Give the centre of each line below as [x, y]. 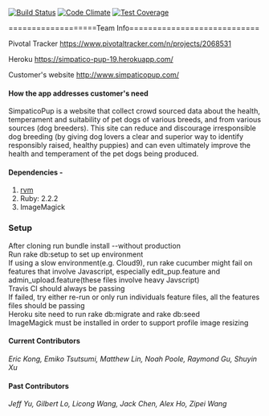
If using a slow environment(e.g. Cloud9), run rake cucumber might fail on [130, 262]
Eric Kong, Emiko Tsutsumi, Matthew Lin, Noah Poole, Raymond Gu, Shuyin [133, 359]
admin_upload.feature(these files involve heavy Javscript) [104, 280]
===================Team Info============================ [134, 28]
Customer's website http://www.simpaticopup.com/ [94, 75]
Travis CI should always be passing [67, 288]
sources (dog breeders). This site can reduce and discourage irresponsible [132, 128]
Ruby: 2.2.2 [39, 199]
